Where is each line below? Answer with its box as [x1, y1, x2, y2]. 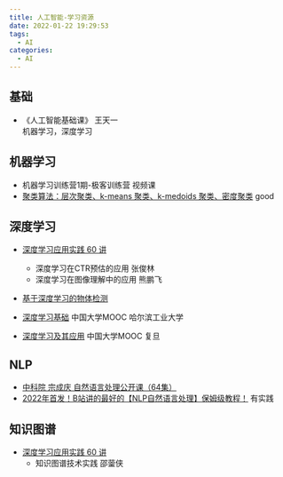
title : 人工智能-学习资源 [9, 12, 95, 22]
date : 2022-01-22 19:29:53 [9, 21, 109, 30]
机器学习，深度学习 [21, 125, 93, 136]
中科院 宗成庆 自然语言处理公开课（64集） [21, 382, 177, 393]
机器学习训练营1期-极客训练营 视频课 [21, 179, 156, 190]
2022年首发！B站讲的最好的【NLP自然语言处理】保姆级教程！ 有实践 [21, 393, 274, 404]
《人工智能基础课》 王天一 [21, 115, 118, 125]
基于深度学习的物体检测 [21, 293, 108, 304]
